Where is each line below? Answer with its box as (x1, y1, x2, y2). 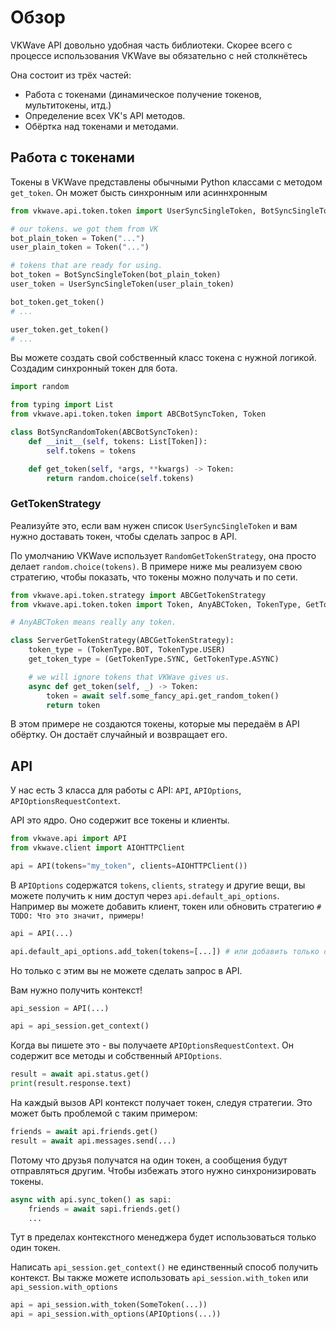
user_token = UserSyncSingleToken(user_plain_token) (10, 279, 235, 289)
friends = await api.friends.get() (10, 1127, 159, 1137)
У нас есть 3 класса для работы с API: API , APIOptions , (10, 784, 242, 796)
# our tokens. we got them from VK (10, 224, 159, 234)
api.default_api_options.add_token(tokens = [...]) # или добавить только (10, 946, 320, 956)
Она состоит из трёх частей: (10, 69, 132, 81)
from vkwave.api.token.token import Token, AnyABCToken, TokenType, (10, 599, 302, 610)
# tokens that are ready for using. (10, 261, 163, 271)
